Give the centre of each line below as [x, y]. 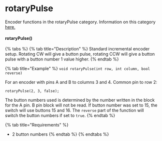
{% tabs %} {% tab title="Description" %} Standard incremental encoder [77, 49]
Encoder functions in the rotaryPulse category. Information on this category [80, 22]
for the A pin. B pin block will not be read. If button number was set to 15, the [81, 105]
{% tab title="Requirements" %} [37, 125]
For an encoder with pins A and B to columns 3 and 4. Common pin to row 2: [81, 82]
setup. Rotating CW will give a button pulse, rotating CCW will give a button [80, 54]
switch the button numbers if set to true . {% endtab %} [60, 116]
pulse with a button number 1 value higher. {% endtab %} [62, 59]
